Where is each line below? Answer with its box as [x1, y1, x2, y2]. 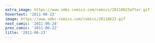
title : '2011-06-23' [5, 30, 48, 35]
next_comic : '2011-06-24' [5, 21, 59, 26]
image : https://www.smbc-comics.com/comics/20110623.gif [5, 16, 126, 21]
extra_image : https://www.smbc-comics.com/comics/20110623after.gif [5, 7, 150, 12]
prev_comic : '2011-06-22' [5, 26, 59, 31]
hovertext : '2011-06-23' [5, 12, 57, 17]
